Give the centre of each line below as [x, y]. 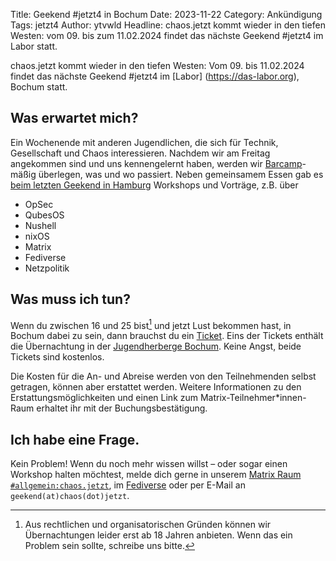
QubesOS [44, 215]
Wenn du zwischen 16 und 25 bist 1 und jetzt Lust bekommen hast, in [151, 324]
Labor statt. [34, 46]
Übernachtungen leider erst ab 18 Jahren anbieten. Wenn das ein [158, 535]
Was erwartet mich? [74, 118]
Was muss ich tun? [70, 299]
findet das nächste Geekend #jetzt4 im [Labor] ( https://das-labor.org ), [155, 76]
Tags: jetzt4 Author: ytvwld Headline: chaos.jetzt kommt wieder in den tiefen [168, 25]
